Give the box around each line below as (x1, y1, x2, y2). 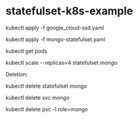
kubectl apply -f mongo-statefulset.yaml (5, 35, 105, 43)
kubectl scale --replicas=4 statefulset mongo (5, 59, 117, 66)
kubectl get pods (5, 47, 47, 55)
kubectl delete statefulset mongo (5, 82, 87, 90)
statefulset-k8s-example (5, 4, 133, 18)
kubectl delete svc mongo (5, 94, 70, 101)
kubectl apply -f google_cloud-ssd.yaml (5, 24, 104, 31)
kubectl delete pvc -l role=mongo (5, 105, 88, 112)
